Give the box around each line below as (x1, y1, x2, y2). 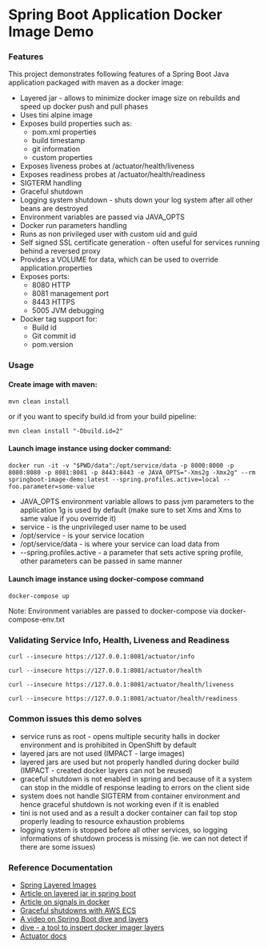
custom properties (31, 153, 94, 162)
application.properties (19, 263, 94, 273)
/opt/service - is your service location (19, 530, 145, 540)
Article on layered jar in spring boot (19, 888, 137, 898)
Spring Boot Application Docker (8, 6, 222, 24)
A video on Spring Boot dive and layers (19, 914, 149, 923)
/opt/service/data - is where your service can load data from (19, 538, 220, 549)
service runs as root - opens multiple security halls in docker (19, 731, 221, 741)
